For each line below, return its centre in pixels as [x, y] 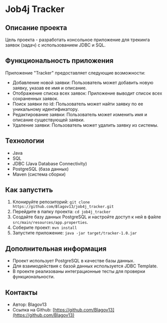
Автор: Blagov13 [29, 304]
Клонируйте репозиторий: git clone [51, 202]
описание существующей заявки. [49, 120]
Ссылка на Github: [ [33, 310]
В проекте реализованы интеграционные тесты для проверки [79, 271]
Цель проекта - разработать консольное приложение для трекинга [78, 40]
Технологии [25, 141]
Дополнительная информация [56, 249]
